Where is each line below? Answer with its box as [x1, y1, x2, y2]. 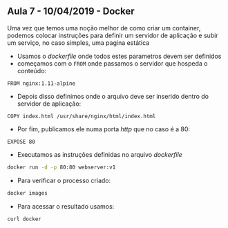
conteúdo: [17, 66, 47, 75]
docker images [7, 189, 48, 196]
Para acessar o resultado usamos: [17, 202, 115, 210]
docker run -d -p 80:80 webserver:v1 [7, 164, 116, 171]
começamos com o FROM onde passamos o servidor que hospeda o [17, 59, 208, 68]
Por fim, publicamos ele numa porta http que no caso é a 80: [17, 124, 191, 133]
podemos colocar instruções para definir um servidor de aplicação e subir [7, 31, 219, 39]
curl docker [7, 216, 41, 222]
